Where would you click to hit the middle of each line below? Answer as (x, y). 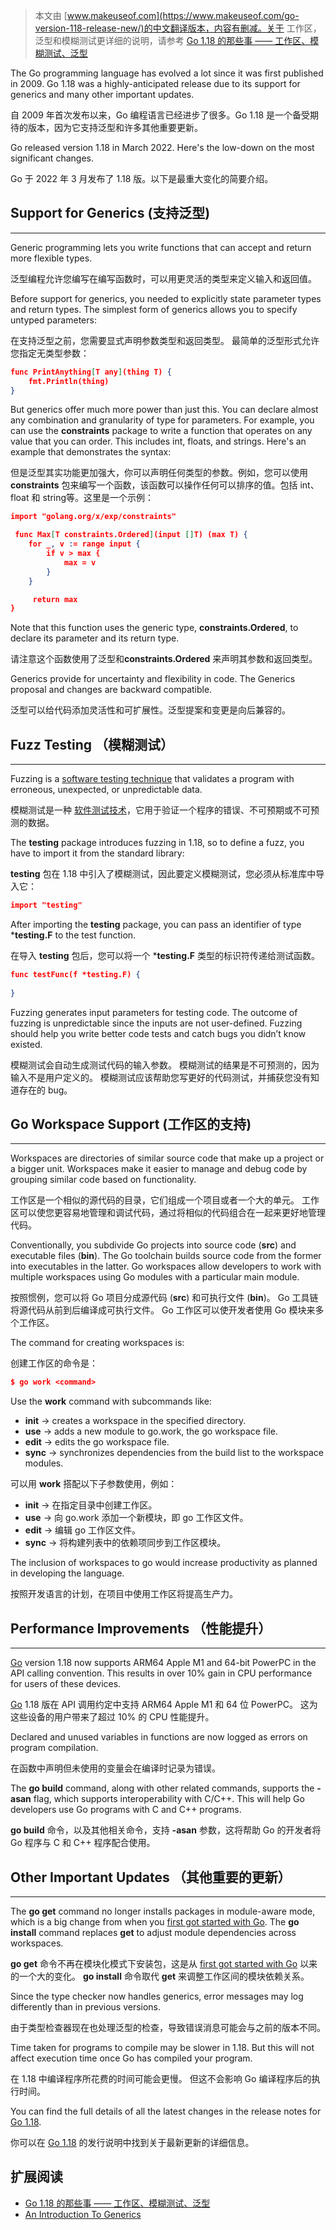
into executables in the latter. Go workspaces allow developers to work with (166, 1266)
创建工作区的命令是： (54, 1363)
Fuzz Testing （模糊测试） (92, 744)
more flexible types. (51, 258)
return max (55, 599)
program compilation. (54, 1748)
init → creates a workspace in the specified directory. (135, 1421)
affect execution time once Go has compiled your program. (131, 2058)
